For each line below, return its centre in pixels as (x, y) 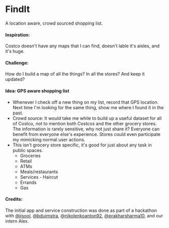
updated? (15, 80)
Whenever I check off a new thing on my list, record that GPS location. (86, 102)
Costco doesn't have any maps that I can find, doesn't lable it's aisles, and (82, 46)
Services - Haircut (39, 177)
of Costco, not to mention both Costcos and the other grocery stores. (84, 123)
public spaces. (28, 150)
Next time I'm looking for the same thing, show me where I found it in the (88, 107)
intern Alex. (17, 221)
